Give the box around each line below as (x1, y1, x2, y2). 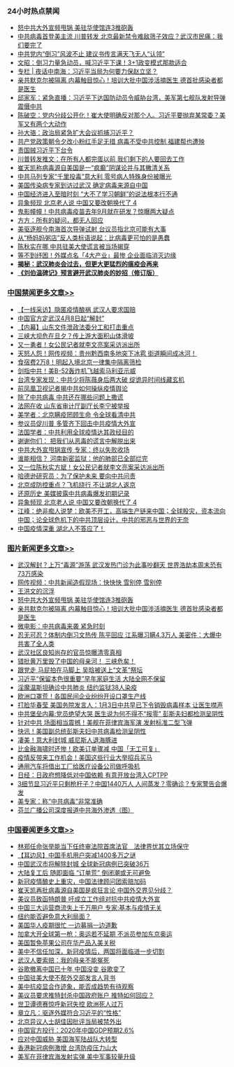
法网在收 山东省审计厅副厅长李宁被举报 (17, 401, 130, 410)
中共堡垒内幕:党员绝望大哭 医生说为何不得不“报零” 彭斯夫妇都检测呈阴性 (17, 709, 225, 717)
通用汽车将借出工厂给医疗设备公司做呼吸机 (17, 762, 140, 770)
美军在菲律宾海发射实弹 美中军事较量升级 (17, 1052, 136, 1061)
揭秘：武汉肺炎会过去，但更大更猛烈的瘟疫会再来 (17, 260, 159, 268)
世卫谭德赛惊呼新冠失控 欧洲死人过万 (17, 1000, 124, 1008)
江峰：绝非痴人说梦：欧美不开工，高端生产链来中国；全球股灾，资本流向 (17, 507, 226, 515)
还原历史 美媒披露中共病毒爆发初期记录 (17, 489, 130, 497)
